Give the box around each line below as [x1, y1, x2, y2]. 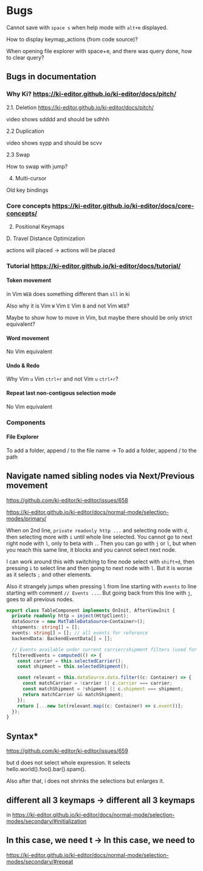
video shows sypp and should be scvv [6, 139, 102, 146]
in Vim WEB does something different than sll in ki [6, 291, 130, 298]
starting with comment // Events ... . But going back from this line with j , [6, 589, 193, 596]
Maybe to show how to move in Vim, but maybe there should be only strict [6, 314, 193, 322]
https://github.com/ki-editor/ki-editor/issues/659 [6, 747, 129, 755]
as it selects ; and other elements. [6, 571, 92, 578]
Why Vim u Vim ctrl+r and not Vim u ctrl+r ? [6, 375, 119, 383]
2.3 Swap [6, 150, 30, 158]
